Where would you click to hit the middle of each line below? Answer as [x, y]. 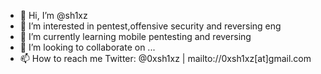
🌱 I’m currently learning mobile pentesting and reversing [135, 36]
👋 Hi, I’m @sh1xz [53, 15]
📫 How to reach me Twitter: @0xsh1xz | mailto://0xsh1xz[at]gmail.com [165, 58]
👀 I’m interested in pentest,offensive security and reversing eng [150, 26]
